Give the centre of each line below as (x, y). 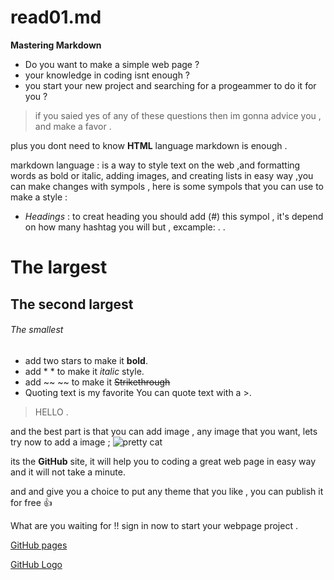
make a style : (39, 197)
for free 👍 (31, 502)
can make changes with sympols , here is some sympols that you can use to (167, 186)
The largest (59, 267)
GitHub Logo (36, 564)
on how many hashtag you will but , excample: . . (125, 227)
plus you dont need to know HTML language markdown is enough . (149, 145)
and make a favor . (73, 126)
